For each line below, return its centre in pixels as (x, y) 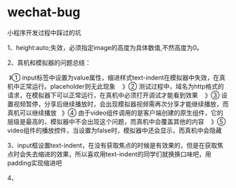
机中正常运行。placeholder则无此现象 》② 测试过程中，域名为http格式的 (116, 86)
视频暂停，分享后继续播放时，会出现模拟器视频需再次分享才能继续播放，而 (121, 104)
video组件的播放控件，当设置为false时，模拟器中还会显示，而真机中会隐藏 (115, 130)
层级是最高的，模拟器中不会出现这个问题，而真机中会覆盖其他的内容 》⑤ (117, 121)
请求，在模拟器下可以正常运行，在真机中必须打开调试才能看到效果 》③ (113, 95)
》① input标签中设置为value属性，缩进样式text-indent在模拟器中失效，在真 (117, 77)
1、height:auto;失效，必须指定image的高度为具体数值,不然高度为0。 (105, 47)
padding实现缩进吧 (34, 163)
